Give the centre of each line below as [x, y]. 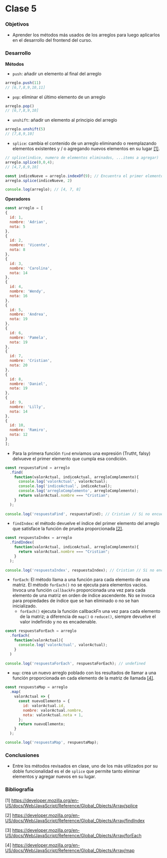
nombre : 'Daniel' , [29, 384]
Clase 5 [21, 9]
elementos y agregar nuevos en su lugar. [54, 776]
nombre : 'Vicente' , [30, 245]
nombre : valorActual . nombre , [53, 710]
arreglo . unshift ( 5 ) [25, 129]
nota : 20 [19, 365]
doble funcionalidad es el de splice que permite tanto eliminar [76, 772]
